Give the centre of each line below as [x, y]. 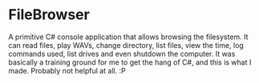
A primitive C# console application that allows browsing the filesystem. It [128, 37]
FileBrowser [49, 15]
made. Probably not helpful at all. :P [67, 70]
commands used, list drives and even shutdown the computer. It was [122, 53]
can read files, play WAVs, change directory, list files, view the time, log [126, 45]
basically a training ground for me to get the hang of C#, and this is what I [130, 62]
